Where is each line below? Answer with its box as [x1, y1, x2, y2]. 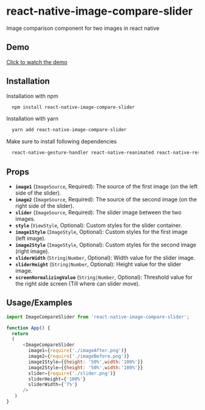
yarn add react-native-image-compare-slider [12, 127, 127, 133]
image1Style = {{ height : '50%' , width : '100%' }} [28, 359, 143, 365]
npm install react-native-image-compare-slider [12, 104, 135, 110]
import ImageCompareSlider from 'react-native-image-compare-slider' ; [6, 314, 190, 320]
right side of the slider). [15, 203, 74, 209]
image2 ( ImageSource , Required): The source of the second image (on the [15, 196, 197, 203]
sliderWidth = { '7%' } [28, 381, 78, 388]
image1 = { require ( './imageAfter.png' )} [28, 348, 127, 354]
